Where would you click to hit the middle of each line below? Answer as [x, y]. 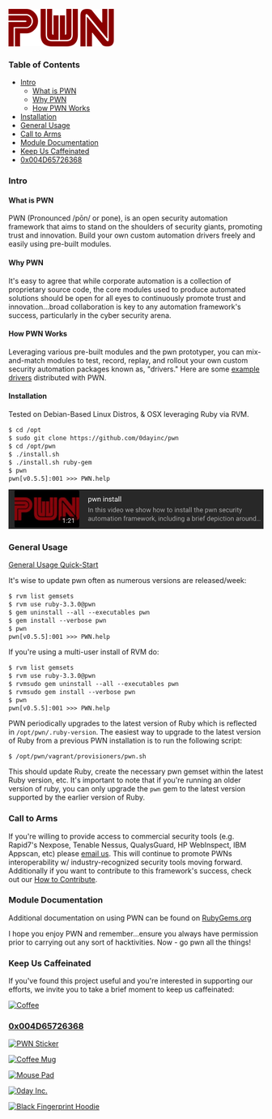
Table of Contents [45, 64]
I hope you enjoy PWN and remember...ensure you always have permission [134, 933]
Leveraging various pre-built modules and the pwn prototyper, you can [126, 352]
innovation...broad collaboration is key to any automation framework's [125, 307]
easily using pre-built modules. [60, 244]
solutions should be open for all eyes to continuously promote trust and [127, 298]
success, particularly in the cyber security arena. [90, 315]
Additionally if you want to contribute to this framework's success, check [130, 870]
